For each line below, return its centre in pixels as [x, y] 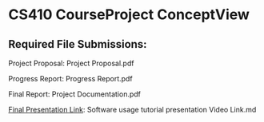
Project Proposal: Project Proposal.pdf [71, 63]
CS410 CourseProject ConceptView [129, 15]
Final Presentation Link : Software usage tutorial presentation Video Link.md [132, 110]
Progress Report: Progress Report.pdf [71, 79]
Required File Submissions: [78, 44]
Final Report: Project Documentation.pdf [75, 94]
